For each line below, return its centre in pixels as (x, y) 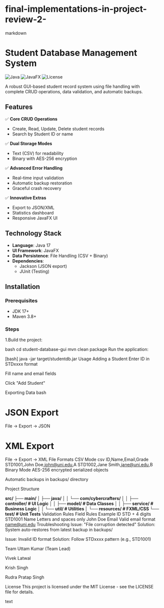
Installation (23, 286)
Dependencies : (28, 261)
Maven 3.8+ (24, 317)
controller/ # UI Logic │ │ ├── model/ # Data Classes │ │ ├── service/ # (79, 503)
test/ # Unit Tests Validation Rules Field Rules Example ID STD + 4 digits (78, 514)
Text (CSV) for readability (38, 153)
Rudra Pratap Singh (25, 577)
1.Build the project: (24, 340)
